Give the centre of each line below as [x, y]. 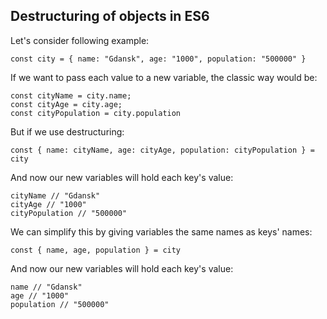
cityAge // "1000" [48, 204]
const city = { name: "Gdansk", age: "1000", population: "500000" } [158, 59]
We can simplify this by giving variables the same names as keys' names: [161, 231]
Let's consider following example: [80, 40]
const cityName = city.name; [71, 95]
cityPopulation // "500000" [69, 213]
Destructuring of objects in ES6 [110, 16]
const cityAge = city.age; [66, 104]
